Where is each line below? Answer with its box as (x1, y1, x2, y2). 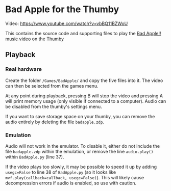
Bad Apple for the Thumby (5, 4, 119, 15)
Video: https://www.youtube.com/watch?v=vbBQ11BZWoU (5, 20, 128, 26)
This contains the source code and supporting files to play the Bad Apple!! (5, 30, 162, 36)
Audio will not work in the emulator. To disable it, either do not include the (5, 143, 160, 149)
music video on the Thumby (5, 36, 64, 42)
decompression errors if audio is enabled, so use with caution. (5, 180, 137, 186)
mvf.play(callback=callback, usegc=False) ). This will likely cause (5, 174, 144, 180)
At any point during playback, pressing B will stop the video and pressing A (5, 93, 163, 99)
